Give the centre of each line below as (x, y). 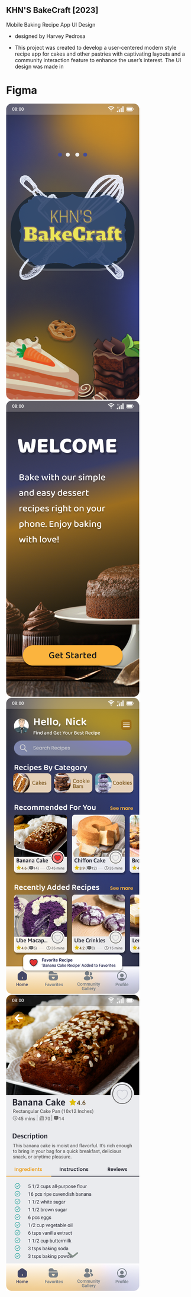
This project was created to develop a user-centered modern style (96, 47)
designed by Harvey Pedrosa (50, 36)
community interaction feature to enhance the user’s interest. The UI (98, 60)
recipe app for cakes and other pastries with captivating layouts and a (100, 54)
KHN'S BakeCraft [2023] (52, 10)
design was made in (39, 66)
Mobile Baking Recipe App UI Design (51, 24)
